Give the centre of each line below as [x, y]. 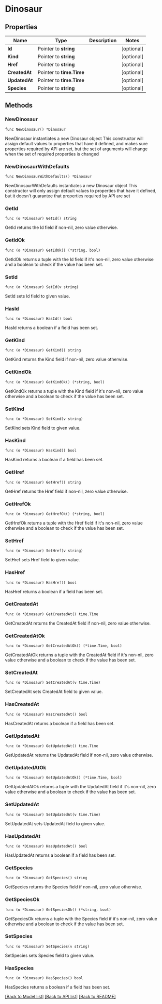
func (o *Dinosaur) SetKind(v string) [44, 419]
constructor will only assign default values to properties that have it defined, [81, 190]
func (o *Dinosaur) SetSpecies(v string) [47, 946]
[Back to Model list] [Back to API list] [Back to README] [60, 997]
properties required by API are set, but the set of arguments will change [76, 149]
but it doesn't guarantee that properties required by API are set [68, 196]
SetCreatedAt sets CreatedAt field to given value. [54, 692]
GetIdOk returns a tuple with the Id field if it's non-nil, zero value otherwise [79, 259]
